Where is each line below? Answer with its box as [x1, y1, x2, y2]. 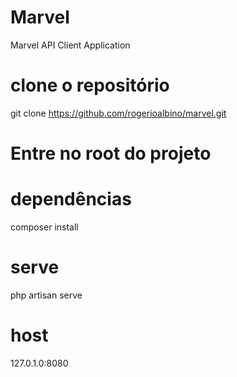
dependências [10, 188, 132, 211]
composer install [10, 221, 79, 233]
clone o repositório [10, 74, 170, 97]
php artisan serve [10, 289, 83, 301]
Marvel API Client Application [10, 39, 131, 51]
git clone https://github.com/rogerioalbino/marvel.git [10, 107, 227, 119]
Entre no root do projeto [10, 142, 212, 165]
